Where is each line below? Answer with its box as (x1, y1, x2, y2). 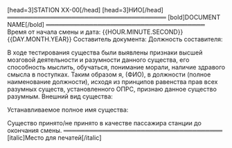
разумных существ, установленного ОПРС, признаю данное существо (7, 85, 217, 93)
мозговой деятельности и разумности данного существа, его (7, 56, 190, 64)
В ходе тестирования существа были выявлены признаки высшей (7, 48, 203, 56)
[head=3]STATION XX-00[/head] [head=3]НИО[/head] (7, 6, 164, 14)
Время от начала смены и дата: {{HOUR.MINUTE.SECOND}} (7, 28, 184, 36)
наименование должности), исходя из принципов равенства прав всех (7, 78, 218, 85)
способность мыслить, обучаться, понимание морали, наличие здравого (7, 63, 226, 71)
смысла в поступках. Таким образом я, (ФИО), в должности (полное (7, 70, 211, 78)
